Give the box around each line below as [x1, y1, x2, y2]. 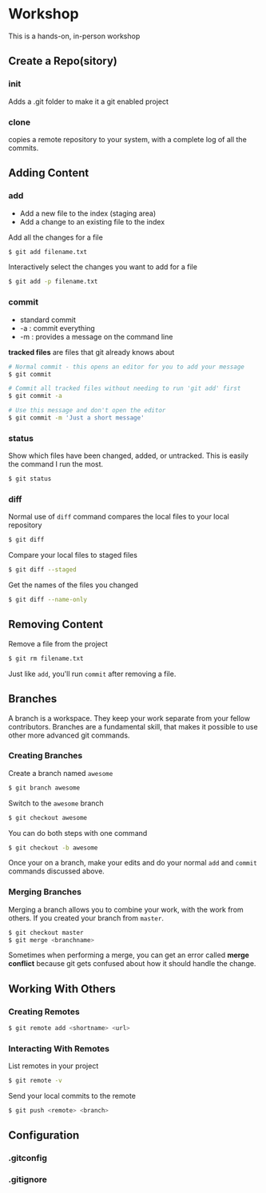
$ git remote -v [8, 1076, 62, 1085]
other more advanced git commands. [8, 730, 130, 740]
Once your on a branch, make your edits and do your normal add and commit [8, 858, 257, 868]
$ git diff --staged [8, 566, 77, 574]
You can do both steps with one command [8, 828, 148, 837]
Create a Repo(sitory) [8, 54, 117, 68]
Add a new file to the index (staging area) [19, 209, 157, 218]
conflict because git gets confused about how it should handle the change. [8, 959, 256, 968]
